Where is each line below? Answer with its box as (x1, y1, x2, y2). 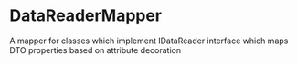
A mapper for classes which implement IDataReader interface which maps (9, 35, 289, 46)
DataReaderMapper (9, 5, 163, 26)
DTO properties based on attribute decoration (9, 44, 181, 55)
